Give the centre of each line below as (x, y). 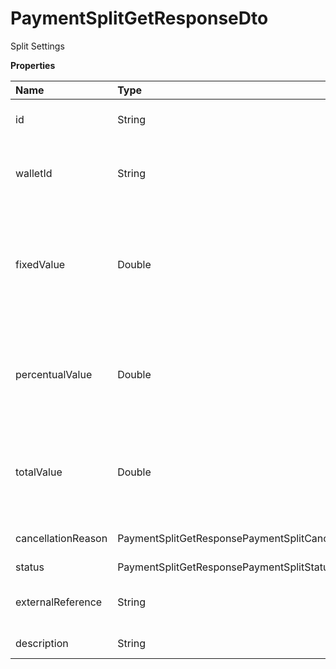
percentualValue (54, 374)
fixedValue (40, 264)
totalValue (39, 472)
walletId (34, 173)
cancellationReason (61, 538)
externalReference (59, 602)
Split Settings (37, 46)
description (42, 643)
